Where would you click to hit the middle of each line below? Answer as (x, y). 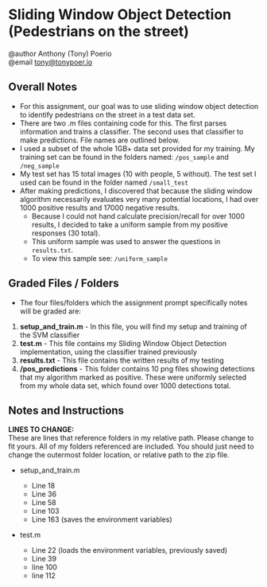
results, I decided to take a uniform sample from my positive (130, 224)
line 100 (44, 567)
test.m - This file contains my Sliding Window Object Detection (123, 343)
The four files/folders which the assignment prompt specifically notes (133, 302)
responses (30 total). (66, 233)
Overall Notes (43, 87)
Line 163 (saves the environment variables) (102, 519)
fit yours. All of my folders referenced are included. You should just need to (131, 446)
